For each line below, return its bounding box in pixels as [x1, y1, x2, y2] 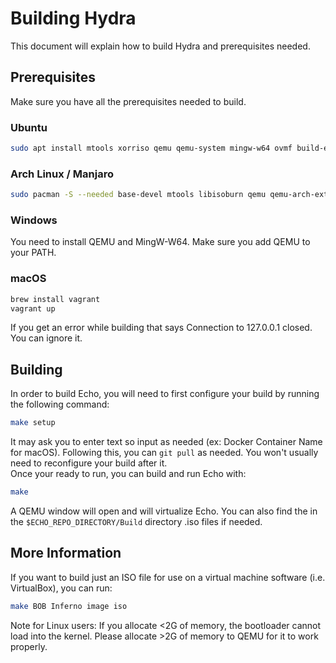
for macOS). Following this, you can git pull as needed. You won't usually [10, 447, 319, 459]
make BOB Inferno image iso [10, 601, 128, 611]
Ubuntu [10, 120, 48, 134]
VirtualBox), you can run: [10, 582, 113, 594]
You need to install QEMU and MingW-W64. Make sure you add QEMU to [10, 236, 311, 248]
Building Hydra [10, 7, 137, 30]
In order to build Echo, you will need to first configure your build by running [10, 388, 320, 400]
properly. [10, 640, 48, 652]
